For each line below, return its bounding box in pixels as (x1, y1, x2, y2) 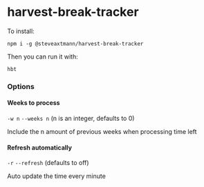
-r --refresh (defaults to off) (7, 159, 89, 167)
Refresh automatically (7, 143, 73, 152)
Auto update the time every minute (7, 172, 106, 180)
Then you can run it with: (7, 52, 78, 61)
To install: (7, 27, 35, 35)
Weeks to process (7, 99, 60, 107)
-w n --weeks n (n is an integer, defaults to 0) (7, 115, 135, 123)
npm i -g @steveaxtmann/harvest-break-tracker (7, 40, 144, 47)
